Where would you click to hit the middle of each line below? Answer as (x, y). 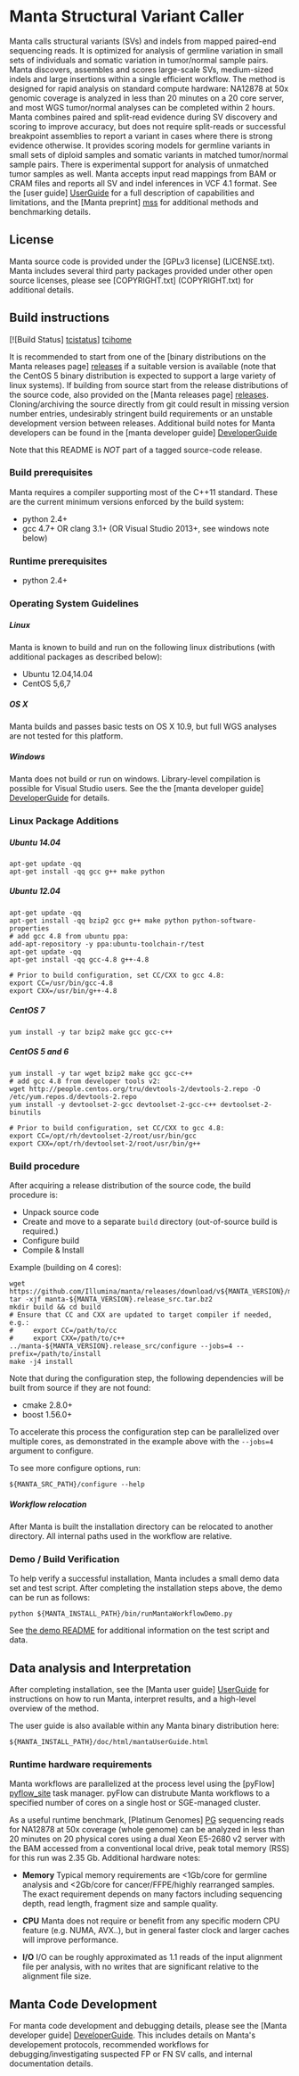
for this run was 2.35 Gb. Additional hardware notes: (105, 1858)
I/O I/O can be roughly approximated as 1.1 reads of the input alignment (152, 1957)
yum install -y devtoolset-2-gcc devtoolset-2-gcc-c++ (113, 1104)
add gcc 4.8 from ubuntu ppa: (73, 936)
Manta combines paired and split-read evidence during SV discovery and (143, 117)
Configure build (51, 1241)
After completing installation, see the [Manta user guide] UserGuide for (139, 1690)
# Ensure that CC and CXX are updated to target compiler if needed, (141, 1315)
